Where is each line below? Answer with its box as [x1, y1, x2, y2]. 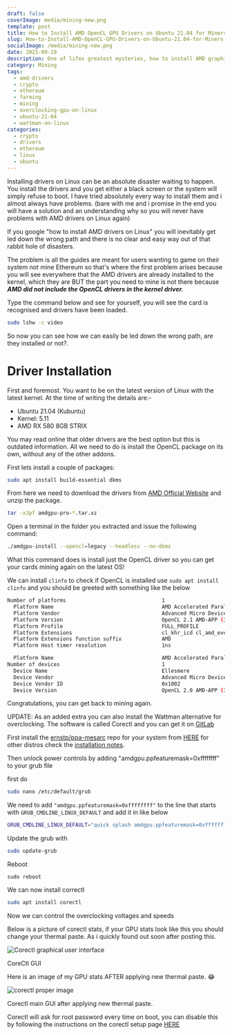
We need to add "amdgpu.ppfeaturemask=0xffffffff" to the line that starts [7, 801, 216, 809]
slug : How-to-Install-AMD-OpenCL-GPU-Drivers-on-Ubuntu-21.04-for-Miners [7, 36, 224, 43]
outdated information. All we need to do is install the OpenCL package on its [7, 442, 224, 451]
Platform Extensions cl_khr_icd [13, 629, 193, 636]
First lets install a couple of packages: [7, 463, 115, 471]
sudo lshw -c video [7, 319, 64, 326]
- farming [13, 94, 41, 101]
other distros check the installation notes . [7, 741, 125, 749]
